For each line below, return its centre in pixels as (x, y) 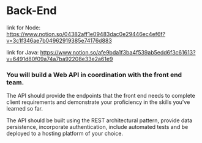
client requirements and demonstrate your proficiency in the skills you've (98, 102)
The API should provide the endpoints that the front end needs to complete (101, 96)
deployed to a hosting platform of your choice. (65, 134)
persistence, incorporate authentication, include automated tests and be (97, 127)
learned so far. (24, 109)
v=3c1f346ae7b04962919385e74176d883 (59, 40)
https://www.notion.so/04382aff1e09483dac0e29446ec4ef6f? (86, 34)
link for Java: (23, 52)
